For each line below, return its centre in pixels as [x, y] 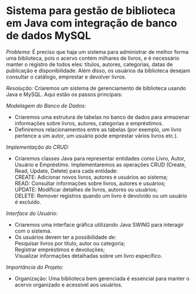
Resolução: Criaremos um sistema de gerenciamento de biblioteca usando [96, 88]
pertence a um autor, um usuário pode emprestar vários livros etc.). [96, 135]
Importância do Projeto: [35, 267]
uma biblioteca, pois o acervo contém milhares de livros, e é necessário [93, 58]
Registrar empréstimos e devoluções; [60, 249]
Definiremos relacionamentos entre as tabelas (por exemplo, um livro [98, 129]
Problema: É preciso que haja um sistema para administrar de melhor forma [97, 52]
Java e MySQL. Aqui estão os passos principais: [64, 94]
